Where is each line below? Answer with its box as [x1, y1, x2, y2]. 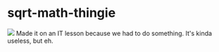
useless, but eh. [7, 37, 54, 45]
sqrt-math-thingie [7, 5, 116, 21]
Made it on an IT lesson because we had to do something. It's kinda [15, 29, 213, 37]
